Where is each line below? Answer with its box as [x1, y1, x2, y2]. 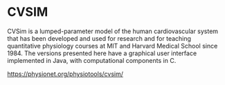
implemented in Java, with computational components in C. [7, 56, 177, 64]
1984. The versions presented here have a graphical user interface [7, 49, 197, 57]
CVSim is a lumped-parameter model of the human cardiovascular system [7, 27, 219, 35]
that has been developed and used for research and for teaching [7, 34, 192, 42]
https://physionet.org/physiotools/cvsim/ [7, 70, 123, 78]
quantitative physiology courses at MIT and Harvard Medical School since [7, 41, 218, 50]
